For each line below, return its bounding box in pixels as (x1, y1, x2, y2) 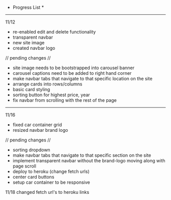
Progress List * (12, 5, 44, 10)
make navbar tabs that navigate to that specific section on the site (12, 152, 151, 158)
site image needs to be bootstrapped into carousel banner (12, 65, 135, 71)
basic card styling (12, 87, 50, 92)
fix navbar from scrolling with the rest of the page (12, 97, 117, 103)
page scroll (12, 163, 37, 169)
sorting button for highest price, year (12, 92, 90, 98)
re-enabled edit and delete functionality (12, 29, 96, 35)
